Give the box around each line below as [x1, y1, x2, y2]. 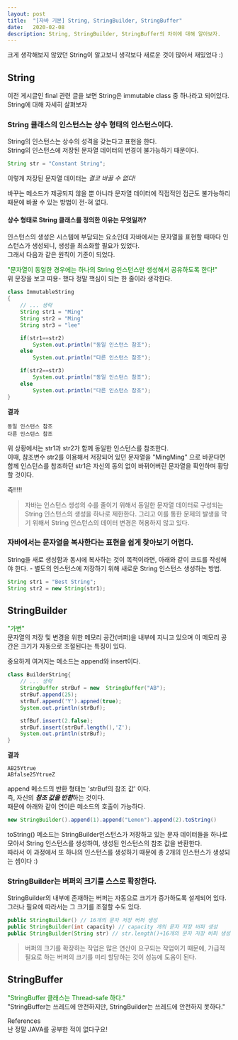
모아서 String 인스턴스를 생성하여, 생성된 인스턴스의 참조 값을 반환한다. [7, 839, 203, 847]
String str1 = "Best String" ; [7, 578, 97, 585]
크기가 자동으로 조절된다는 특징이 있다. [20, 642, 127, 651]
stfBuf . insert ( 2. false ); [20, 717, 93, 725]
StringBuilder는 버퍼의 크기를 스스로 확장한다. [7, 876, 157, 886]
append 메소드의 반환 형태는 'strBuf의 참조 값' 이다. [7, 784, 151, 793]
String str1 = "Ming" [20, 308, 84, 316]
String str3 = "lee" [20, 321, 81, 329]
